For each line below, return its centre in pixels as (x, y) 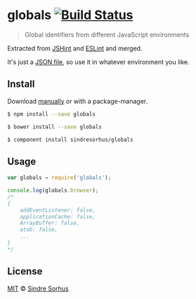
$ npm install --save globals (52, 114)
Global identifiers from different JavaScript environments (107, 35)
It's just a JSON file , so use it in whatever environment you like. (98, 62)
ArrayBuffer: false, (50, 223)
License (25, 271)
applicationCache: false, (58, 216)
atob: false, (39, 230)
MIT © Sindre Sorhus (38, 288)
